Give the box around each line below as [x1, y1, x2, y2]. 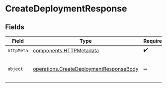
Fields [5, 23, 25, 31]
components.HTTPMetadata [33, 47, 99, 54]
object [7, 66, 23, 72]
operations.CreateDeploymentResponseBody [33, 66, 139, 72]
